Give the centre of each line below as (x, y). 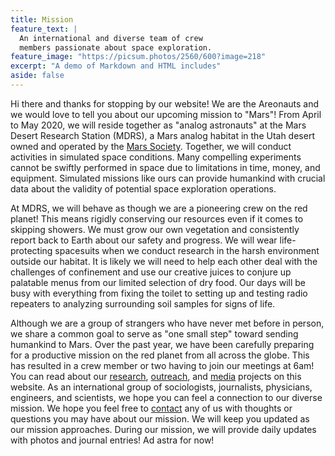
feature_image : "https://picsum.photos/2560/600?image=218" (138, 57)
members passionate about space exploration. (116, 47)
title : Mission (42, 19)
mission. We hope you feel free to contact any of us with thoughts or (151, 408)
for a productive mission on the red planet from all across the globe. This (160, 355)
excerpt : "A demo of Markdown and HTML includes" (116, 66)
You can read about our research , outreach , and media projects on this (156, 376)
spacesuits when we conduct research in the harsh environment (187, 250)
